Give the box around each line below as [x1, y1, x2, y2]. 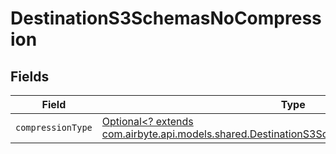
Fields [10, 68, 50, 85]
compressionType [15, 122, 93, 133]
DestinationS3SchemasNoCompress [10, 7, 322, 30]
